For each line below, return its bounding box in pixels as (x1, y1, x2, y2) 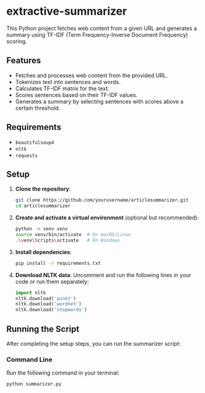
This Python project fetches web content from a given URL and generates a (6, 25, 198, 32)
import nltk (15, 289, 46, 296)
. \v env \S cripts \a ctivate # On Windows (15, 237, 120, 243)
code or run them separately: (15, 278, 89, 285)
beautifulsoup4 (15, 139, 55, 145)
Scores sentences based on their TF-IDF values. (15, 91, 138, 99)
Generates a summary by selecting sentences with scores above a (15, 97, 184, 105)
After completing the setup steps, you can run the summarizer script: (6, 340, 181, 347)
